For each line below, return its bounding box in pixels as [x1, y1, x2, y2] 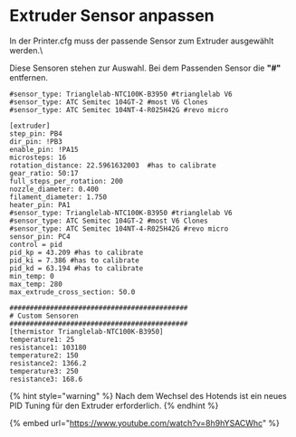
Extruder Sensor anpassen [9, 5, 215, 26]
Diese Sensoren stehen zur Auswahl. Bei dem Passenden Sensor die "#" [9, 62, 282, 73]
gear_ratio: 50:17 [9, 168, 79, 177]
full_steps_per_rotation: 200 [9, 176, 124, 185]
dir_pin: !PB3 [9, 137, 63, 146]
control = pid [9, 240, 63, 249]
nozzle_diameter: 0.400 [9, 185, 100, 194]
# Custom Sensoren [9, 311, 79, 320]
